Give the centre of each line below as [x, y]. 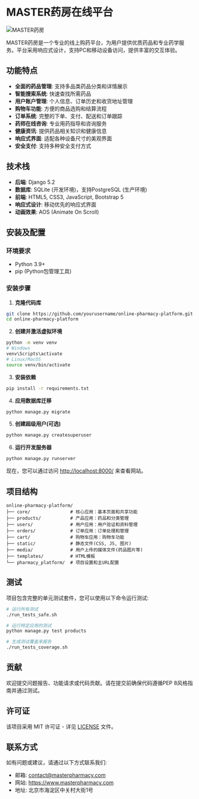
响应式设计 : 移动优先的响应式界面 [55, 204]
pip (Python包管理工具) [43, 272]
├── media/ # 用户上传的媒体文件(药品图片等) [74, 550]
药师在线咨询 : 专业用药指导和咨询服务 [61, 124]
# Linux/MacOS [24, 359]
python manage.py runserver [41, 459]
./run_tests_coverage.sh [37, 647]
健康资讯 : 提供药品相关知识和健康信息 [61, 131]
